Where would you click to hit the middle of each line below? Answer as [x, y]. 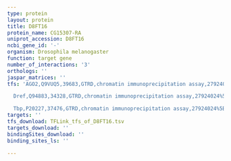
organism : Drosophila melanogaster [58, 52]
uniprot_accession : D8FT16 [46, 39]
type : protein [27, 13]
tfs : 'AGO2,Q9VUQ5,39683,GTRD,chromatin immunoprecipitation [97, 84]
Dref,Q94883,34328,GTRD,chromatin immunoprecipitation [93, 96]
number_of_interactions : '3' [49, 65]
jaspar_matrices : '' [37, 77]
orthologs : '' [27, 71]
